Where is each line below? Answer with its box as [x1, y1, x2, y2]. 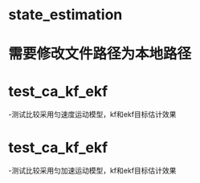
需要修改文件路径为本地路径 [8, 45, 192, 63]
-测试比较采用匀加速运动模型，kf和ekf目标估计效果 [8, 166, 177, 176]
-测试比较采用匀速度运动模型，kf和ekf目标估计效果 [8, 110, 177, 120]
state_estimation [8, 6, 123, 24]
